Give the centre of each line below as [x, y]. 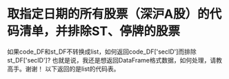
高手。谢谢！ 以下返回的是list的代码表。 [63, 69]
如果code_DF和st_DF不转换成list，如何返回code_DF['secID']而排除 [102, 52]
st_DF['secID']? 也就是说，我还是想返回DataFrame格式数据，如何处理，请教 [115, 60]
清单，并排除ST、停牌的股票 [100, 31]
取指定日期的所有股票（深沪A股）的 [108, 14]
